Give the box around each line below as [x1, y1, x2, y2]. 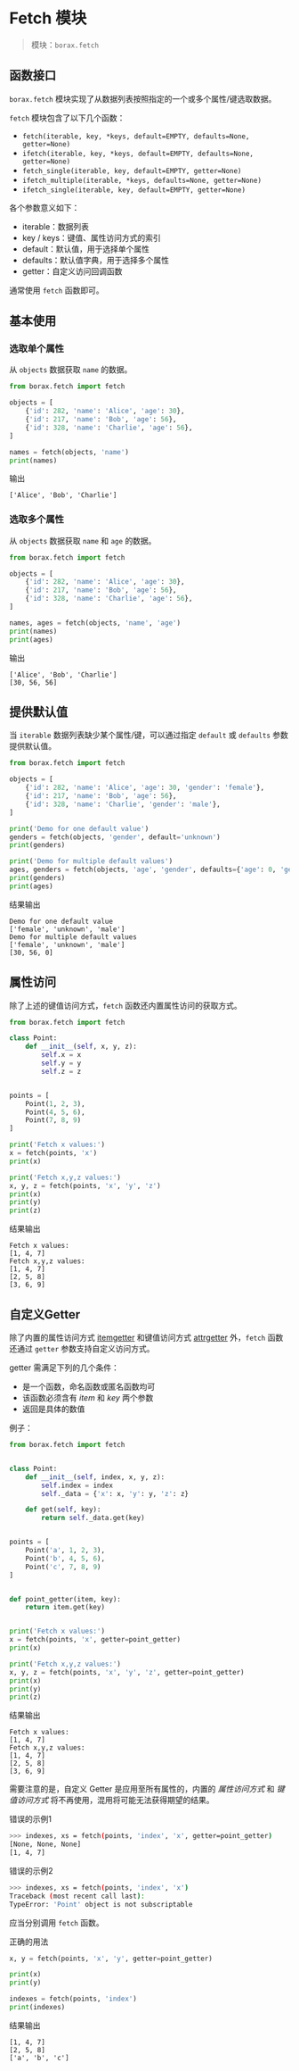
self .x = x [41, 1051, 82, 1060]
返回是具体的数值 [21, 1403, 85, 1415]
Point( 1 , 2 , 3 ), [25, 1099, 86, 1108]
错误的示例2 [9, 1865, 53, 1876]
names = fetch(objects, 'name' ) [9, 447, 129, 456]
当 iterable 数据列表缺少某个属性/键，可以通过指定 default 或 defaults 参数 [9, 729, 289, 741]
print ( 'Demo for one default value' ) [9, 824, 149, 833]
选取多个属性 [9, 513, 65, 526]
